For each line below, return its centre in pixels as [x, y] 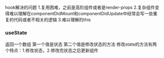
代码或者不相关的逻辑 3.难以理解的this [52, 20]
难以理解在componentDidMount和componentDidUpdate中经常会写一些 [81, 14]
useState [16, 33]
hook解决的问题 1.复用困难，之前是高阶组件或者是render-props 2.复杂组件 [80, 7]
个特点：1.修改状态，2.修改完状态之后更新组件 [52, 50]
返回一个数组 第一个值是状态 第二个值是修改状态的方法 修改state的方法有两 [81, 44]
